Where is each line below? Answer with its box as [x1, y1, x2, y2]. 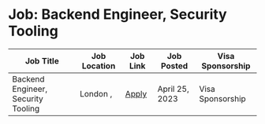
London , [80, 88, 113, 99]
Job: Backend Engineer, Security [8, 5, 227, 24]
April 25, [157, 83, 189, 94]
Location [81, 60, 116, 71]
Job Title [24, 55, 59, 66]
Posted [160, 60, 188, 71]
